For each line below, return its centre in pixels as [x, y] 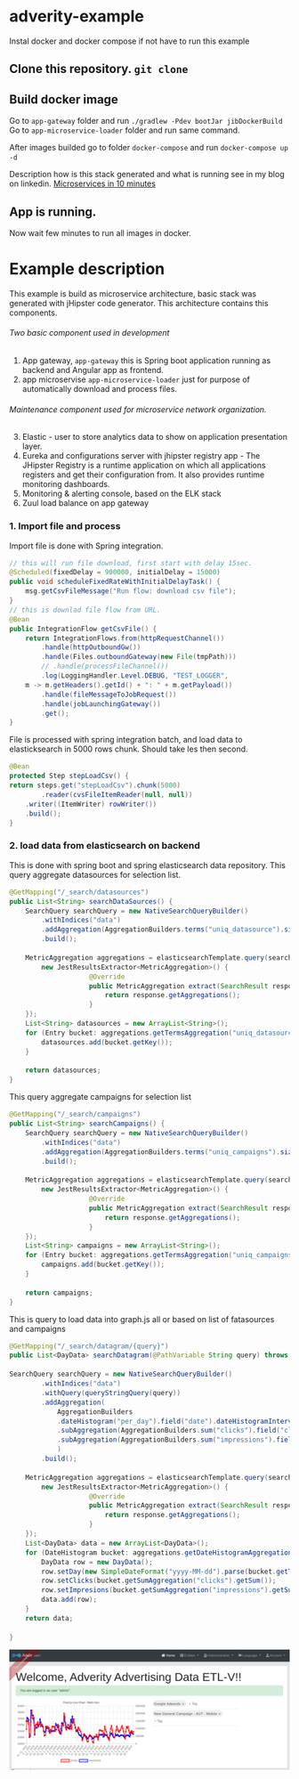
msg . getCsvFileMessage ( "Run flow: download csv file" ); [131, 591]
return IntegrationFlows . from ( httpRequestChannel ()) [125, 638]
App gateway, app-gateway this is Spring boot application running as [146, 361]
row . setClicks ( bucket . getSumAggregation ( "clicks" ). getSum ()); [159, 1581]
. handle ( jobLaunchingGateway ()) [101, 704]
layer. [32, 446]
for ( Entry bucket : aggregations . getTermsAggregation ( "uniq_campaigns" [161, 1255]
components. [33, 313]
